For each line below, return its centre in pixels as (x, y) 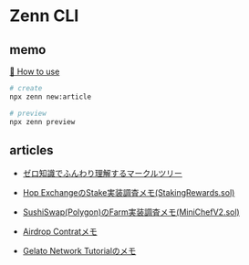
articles (31, 150)
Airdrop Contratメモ (60, 232)
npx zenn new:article (51, 97)
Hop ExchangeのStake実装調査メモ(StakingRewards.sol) (129, 193)
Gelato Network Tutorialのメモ (79, 251)
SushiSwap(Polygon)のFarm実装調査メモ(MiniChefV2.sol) (131, 212)
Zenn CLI (44, 16)
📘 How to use (35, 71)
